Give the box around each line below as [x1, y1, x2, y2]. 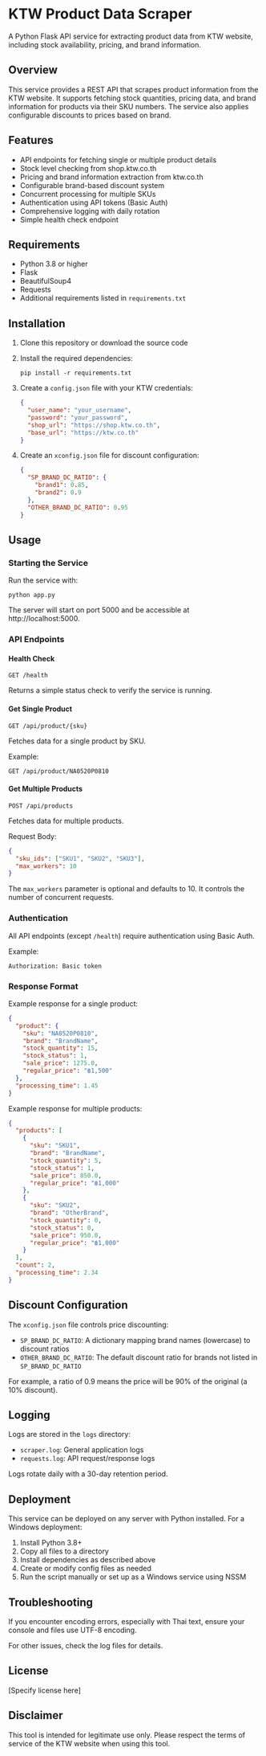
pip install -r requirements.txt [19, 369, 132, 378]
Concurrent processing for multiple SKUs [19, 189, 156, 199]
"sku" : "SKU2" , [29, 1201, 81, 1210]
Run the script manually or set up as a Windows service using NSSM [19, 1572, 247, 1582]
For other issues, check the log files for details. [8, 1641, 163, 1650]
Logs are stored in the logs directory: [8, 1430, 131, 1439]
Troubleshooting [8, 1595, 94, 1609]
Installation [8, 317, 66, 330]
